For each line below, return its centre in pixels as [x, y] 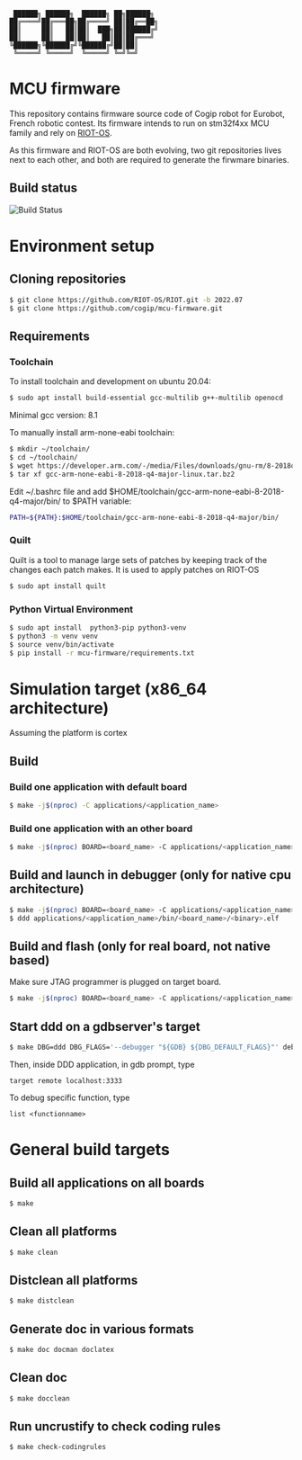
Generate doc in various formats [102, 1329]
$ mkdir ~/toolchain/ [50, 449]
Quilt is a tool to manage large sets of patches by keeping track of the [138, 560]
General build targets [90, 1150]
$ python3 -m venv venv [54, 636]
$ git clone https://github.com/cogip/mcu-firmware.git [116, 308]
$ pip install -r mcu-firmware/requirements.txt [102, 653]
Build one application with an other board [101, 829]
